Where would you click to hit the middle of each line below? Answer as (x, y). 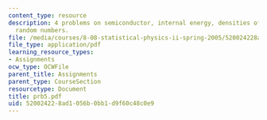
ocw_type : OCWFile (39, 67)
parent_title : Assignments (53, 74)
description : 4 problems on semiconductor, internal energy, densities (129, 23)
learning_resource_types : (51, 52)
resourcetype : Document (48, 89)
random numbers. (42, 30)
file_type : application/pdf (55, 45)
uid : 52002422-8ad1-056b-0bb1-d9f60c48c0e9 (81, 103)
